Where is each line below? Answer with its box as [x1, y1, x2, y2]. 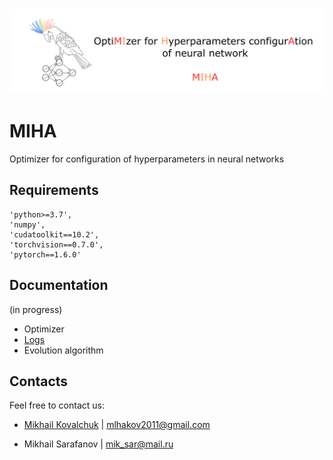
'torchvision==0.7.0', [9, 239, 104, 250]
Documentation [9, 277, 109, 294]
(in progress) [9, 303, 63, 315]
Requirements [9, 182, 99, 199]
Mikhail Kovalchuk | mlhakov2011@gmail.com [23, 419, 211, 431]
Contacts [9, 373, 69, 390]
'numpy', [9, 219, 46, 230]
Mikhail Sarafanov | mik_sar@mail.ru [23, 438, 174, 450]
